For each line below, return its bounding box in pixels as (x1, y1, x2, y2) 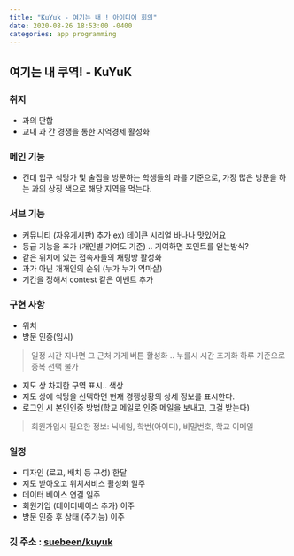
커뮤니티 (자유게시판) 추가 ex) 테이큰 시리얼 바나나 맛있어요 (21, 230, 227, 240)
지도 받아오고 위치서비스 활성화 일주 (21, 478, 146, 489)
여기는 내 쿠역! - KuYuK (9, 64, 133, 80)
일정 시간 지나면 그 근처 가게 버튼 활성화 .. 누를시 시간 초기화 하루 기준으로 (30, 349, 286, 360)
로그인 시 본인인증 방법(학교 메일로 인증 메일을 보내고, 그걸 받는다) (21, 402, 251, 412)
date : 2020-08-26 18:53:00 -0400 (9, 21, 133, 30)
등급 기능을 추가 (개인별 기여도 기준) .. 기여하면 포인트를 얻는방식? (21, 240, 250, 251)
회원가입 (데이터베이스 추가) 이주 (21, 500, 135, 511)
